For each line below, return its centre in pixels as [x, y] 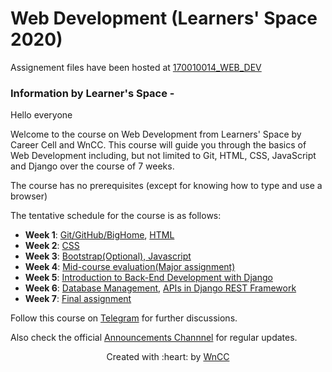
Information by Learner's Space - [92, 93]
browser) [29, 196]
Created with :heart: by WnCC [168, 357]
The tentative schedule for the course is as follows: [116, 216]
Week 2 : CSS [52, 246]
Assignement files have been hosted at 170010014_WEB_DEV [136, 67]
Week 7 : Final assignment [78, 299]
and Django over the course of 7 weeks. [92, 166]
